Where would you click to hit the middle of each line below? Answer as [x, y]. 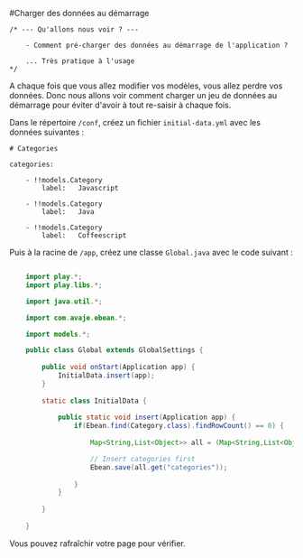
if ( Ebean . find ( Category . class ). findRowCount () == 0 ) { [179, 426]
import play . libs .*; [64, 285]
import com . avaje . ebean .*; [76, 318]
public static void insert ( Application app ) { [147, 418]
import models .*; [58, 334]
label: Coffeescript [84, 236]
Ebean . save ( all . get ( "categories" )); [159, 467]
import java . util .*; [64, 302]
